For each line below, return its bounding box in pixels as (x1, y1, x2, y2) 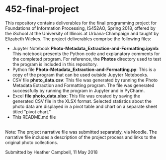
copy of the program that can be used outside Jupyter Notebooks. (12, 72, 149, 78)
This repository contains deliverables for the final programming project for (5, 20, 157, 26)
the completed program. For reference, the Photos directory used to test (12, 56, 162, 62)
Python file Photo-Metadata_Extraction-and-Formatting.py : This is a (12, 66, 156, 73)
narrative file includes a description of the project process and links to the (5, 134, 157, 140)
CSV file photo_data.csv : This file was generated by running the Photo (12, 77, 158, 83)
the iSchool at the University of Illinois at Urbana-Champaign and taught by (5, 30, 159, 36)
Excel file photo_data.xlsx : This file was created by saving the (12, 93, 141, 99)
